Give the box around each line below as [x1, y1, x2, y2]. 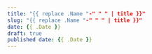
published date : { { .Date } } [7, 36, 92, 43]
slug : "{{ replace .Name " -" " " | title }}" [7, 17, 142, 24]
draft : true [7, 29, 42, 37]
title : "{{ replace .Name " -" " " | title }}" [7, 10, 146, 18]
